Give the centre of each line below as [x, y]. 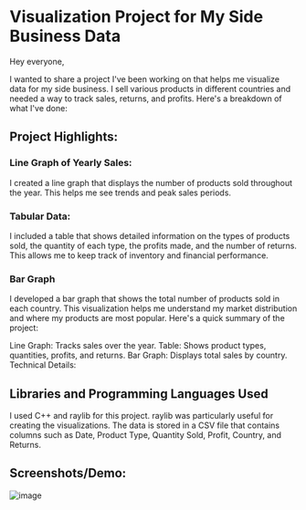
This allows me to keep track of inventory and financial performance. [139, 255]
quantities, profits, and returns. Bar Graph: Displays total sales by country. [148, 355]
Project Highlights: [64, 137]
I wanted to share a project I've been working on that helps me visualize [145, 78]
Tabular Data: [40, 216]
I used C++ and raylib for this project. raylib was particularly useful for [142, 416]
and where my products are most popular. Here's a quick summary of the [147, 318]
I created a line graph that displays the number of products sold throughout [151, 182]
